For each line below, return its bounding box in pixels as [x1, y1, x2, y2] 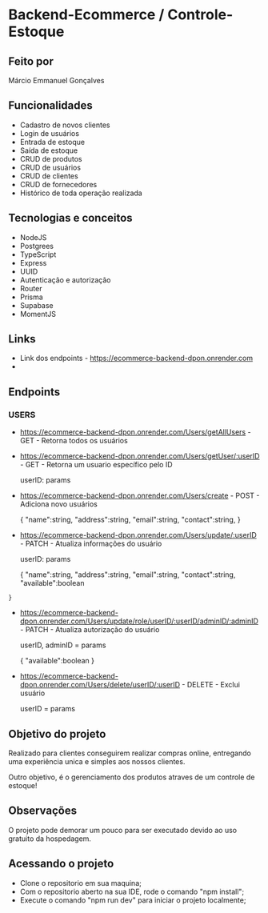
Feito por [8, 54, 54, 68]
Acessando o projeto [8, 857, 114, 871]
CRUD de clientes [19, 170, 78, 181]
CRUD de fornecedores [19, 179, 98, 189]
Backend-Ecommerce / [8, 6, 165, 24]
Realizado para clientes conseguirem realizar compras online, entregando [8, 748, 252, 758]
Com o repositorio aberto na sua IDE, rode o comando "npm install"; [19, 887, 245, 896]
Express [19, 258, 47, 267]
